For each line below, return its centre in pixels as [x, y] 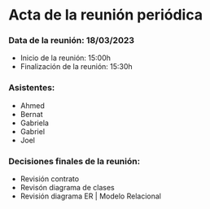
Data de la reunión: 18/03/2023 [72, 41]
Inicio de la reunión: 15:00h [66, 58]
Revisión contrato [50, 179]
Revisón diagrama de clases [68, 188]
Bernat [31, 114]
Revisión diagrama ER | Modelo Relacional [90, 196]
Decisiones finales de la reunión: [74, 161]
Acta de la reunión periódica [106, 15]
